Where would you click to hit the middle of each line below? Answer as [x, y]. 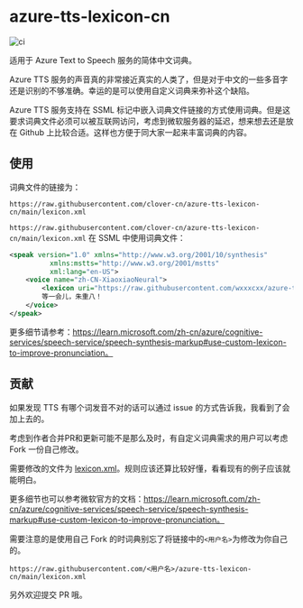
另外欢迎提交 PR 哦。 [48, 594]
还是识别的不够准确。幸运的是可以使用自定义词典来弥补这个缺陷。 [132, 90]
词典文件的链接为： [45, 187]
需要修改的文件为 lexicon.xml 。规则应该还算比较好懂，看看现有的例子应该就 [150, 468]
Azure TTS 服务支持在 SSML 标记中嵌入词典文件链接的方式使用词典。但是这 [150, 109]
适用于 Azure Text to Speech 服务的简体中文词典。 [103, 60]
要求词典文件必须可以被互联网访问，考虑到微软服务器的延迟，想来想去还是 [147, 121]
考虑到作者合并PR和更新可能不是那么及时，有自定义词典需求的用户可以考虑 [149, 438]
